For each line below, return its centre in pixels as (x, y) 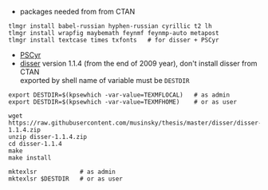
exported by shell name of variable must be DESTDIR (104, 80)
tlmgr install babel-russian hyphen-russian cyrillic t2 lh (110, 26)
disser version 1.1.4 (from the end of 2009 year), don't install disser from (138, 63)
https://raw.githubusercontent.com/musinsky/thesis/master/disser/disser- (135, 123)
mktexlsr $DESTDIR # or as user (66, 179)
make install (30, 158)
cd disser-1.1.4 (35, 144)
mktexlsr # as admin (62, 172)
